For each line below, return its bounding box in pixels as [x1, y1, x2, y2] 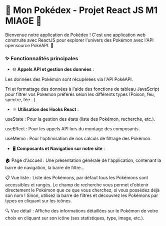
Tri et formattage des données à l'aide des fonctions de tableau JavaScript [5, 86, 159, 92]
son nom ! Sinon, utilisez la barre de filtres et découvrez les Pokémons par [5, 192, 158, 198]
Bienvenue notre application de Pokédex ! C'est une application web [5, 32, 146, 38]
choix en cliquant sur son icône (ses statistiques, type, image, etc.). [5, 215, 144, 221]
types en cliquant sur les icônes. [5, 198, 72, 204]
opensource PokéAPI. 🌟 [5, 42, 54, 48]
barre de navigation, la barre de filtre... [5, 165, 85, 171]
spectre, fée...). [5, 97, 37, 103]
